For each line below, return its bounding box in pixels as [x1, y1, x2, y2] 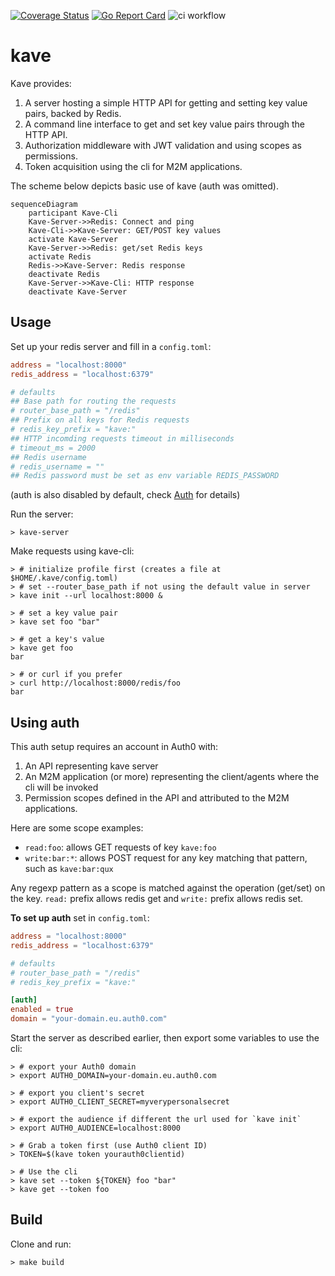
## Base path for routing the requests [10, 396, 177, 407]
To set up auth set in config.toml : [10, 912, 150, 924]
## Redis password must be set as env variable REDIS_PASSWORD [10, 471, 280, 481]
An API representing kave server [24, 760, 159, 772]
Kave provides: [10, 77, 72, 89]
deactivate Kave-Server [28, 286, 128, 297]
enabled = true [10, 1005, 74, 1015]
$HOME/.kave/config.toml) [10, 573, 118, 584]
